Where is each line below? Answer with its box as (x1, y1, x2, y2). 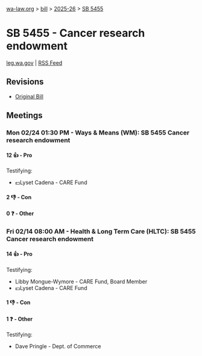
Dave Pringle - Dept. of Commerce (14, 343, 101, 350)
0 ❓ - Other (6, 210, 34, 217)
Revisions (6, 77, 44, 87)
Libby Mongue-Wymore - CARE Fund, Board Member (14, 278, 148, 285)
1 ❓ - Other (6, 315, 33, 323)
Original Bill (14, 93, 44, 100)
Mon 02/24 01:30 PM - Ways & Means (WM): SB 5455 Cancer (6, 128, 190, 137)
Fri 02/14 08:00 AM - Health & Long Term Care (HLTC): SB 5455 (6, 227, 196, 236)
